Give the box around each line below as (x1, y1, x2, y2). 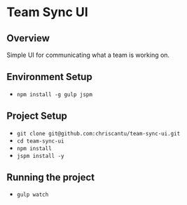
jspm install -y (16, 152, 64, 159)
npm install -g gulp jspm (16, 91, 92, 98)
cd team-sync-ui (16, 138, 64, 145)
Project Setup (6, 110, 68, 122)
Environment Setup (6, 71, 92, 83)
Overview (6, 32, 50, 44)
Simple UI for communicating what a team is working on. (6, 51, 169, 59)
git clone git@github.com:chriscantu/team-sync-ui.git (16, 130, 181, 137)
